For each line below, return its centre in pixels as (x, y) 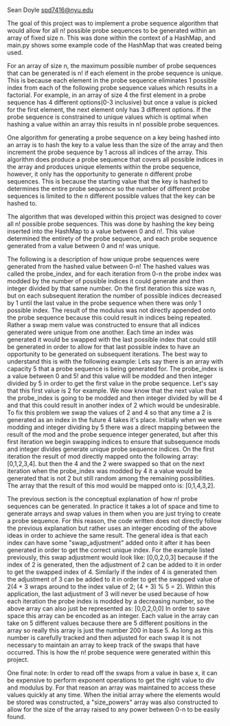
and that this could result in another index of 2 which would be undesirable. (114, 405)
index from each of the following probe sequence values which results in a (113, 88)
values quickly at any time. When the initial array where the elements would (114, 695)
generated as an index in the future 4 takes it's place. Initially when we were (115, 420)
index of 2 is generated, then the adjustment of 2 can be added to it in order (114, 564)
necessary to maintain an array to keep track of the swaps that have (103, 645)
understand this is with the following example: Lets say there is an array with (115, 361)
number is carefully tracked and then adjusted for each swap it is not (104, 638)
